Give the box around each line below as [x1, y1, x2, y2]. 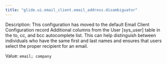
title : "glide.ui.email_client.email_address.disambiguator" [5, 7, 138, 13]
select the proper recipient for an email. [5, 43, 88, 49]
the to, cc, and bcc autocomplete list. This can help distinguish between [5, 32, 156, 38]
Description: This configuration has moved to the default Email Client [5, 21, 150, 27]
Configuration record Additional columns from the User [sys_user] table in [5, 26, 160, 33]
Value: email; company [5, 53, 52, 59]
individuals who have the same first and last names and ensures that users [5, 38, 162, 44]
